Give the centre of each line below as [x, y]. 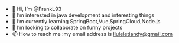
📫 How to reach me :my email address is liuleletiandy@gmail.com [92, 34]
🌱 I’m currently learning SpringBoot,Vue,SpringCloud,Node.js [86, 21]
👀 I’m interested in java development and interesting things [83, 15]
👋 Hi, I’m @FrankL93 [37, 9]
